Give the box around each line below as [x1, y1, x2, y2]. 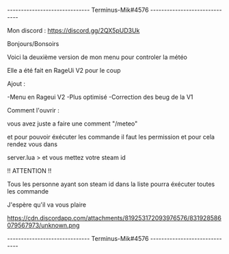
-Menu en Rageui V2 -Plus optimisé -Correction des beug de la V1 [7, 93, 193, 101]
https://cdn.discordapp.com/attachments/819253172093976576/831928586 [7, 214, 222, 222]
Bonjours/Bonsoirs [7, 40, 59, 47]
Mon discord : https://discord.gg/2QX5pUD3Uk [7, 27, 140, 34]
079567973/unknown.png [7, 221, 80, 229]
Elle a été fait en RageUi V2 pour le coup [7, 67, 121, 74]
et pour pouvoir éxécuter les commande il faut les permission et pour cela [7, 133, 215, 141]
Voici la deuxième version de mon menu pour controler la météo [7, 53, 188, 61]
